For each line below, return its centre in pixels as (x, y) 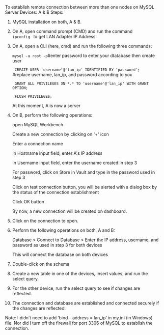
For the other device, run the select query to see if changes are (76, 288)
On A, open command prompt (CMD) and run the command (72, 31)
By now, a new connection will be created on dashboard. (69, 211)
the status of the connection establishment (55, 192)
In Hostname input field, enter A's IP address (57, 153)
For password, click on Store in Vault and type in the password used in (83, 172)
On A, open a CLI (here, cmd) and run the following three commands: (82, 46)
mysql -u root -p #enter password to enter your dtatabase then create (83, 56)
